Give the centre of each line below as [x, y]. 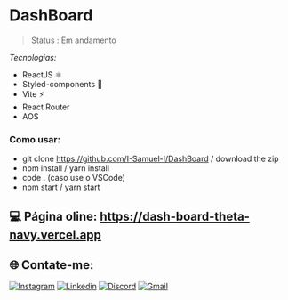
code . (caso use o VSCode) [74, 178]
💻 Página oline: [53, 216]
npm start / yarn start [61, 187]
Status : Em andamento [74, 40]
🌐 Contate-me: [52, 265]
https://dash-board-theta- [175, 216]
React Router [46, 107]
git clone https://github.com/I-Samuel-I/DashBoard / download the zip [150, 159]
